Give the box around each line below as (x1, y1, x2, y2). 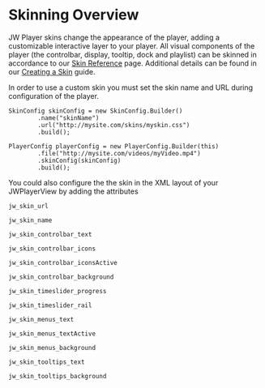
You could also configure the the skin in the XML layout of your (8, 177, 219, 187)
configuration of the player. (8, 91, 100, 100)
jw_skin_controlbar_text (8, 230, 92, 238)
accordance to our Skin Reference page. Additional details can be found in (8, 58, 257, 68)
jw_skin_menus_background (8, 343, 96, 352)
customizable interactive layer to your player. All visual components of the (8, 41, 255, 50)
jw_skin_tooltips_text (8, 358, 85, 366)
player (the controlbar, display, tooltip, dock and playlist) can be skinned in (8, 49, 257, 59)
